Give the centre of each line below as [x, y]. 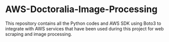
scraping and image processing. [39, 34]
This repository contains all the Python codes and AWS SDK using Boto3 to [83, 23]
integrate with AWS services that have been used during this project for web [84, 28]
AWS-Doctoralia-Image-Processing [81, 9]
